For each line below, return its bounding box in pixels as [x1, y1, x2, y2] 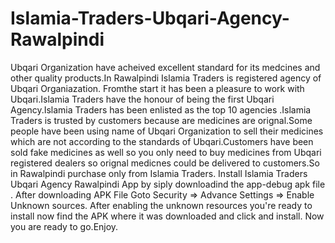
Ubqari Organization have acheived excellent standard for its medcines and [10, 61, 321, 73]
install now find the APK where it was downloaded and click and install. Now [10, 210, 325, 222]
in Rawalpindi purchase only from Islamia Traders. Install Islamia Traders [10, 167, 308, 179]
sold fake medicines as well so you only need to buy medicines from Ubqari [10, 146, 322, 158]
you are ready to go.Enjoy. [10, 220, 119, 232]
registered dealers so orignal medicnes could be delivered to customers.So [10, 157, 320, 169]
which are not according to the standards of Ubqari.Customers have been [10, 135, 314, 147]
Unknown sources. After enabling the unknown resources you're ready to [10, 199, 313, 211]
